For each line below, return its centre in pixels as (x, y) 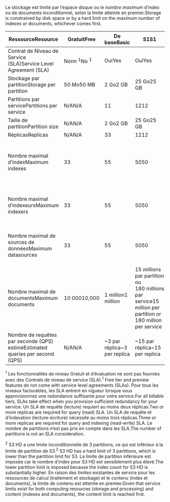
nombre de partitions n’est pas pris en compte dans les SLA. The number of (83, 428)
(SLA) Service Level (31, 64)
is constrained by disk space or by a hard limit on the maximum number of (83, 18)
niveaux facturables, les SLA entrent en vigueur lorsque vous (69, 391)
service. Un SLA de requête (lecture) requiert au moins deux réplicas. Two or (85, 407)
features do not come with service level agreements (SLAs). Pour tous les (82, 385)
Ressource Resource (33, 39)
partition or (148, 314)
